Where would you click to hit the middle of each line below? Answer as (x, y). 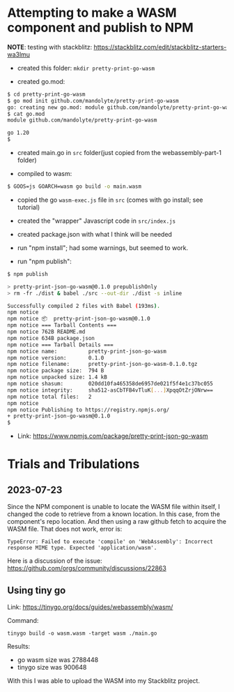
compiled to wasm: (45, 174)
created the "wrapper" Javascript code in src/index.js (96, 221)
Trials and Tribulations (73, 464)
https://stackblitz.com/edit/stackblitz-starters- (160, 47)
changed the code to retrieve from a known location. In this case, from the (114, 514)
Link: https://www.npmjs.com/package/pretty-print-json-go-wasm (113, 436)
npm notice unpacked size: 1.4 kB (57, 377)
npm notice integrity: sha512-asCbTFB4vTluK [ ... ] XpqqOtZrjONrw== (110, 390)
